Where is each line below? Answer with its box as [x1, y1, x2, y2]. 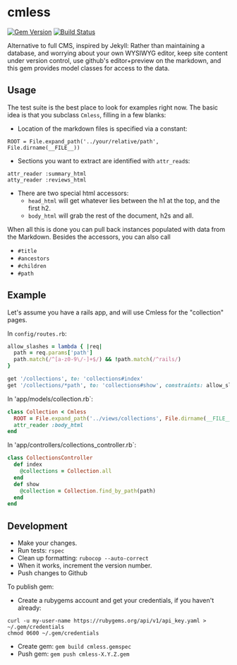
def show [13, 481, 39, 488]
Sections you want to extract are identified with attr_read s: [17, 156, 190, 165]
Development [7, 520, 68, 532]
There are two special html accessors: [17, 189, 129, 197]
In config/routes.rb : [7, 329, 67, 338]
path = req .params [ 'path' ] [13, 349, 93, 357]
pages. [7, 315, 28, 324]
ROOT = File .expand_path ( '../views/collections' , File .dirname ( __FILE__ [13, 415, 232, 422]
